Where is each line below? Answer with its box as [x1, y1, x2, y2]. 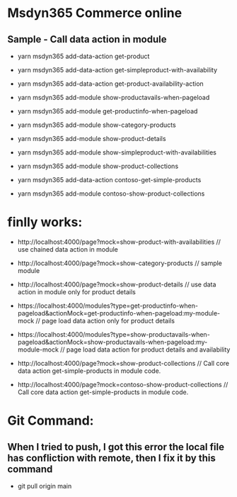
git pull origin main [17, 481, 72, 490]
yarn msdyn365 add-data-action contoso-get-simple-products [17, 176, 202, 184]
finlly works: [7, 214, 83, 230]
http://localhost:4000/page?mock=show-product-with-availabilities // [17, 238, 221, 246]
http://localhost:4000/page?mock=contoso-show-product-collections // [17, 380, 229, 389]
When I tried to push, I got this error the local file [7, 441, 225, 453]
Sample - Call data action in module [7, 33, 167, 45]
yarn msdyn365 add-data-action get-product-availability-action [17, 79, 204, 88]
